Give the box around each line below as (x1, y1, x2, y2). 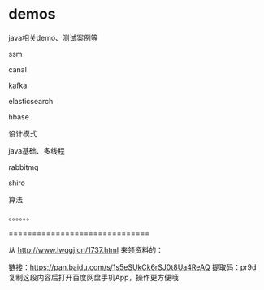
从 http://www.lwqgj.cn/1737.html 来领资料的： (8, 245, 164, 254)
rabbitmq (8, 162, 39, 171)
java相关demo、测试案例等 (8, 32, 99, 42)
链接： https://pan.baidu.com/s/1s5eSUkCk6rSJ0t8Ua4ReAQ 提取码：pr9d (8, 262, 257, 272)
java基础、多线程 (8, 145, 65, 155)
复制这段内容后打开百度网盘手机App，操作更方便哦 (8, 272, 179, 282)
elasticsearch (8, 96, 54, 106)
